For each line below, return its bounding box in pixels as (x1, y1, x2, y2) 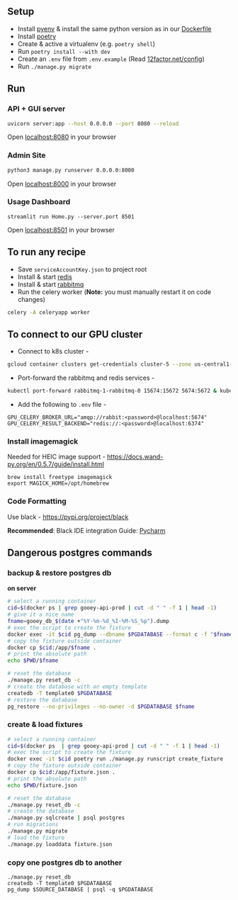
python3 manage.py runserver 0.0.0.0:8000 (7, 167, 135, 174)
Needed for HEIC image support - (7, 453, 106, 461)
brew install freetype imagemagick (7, 474, 113, 481)
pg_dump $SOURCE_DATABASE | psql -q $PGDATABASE (7, 886, 154, 893)
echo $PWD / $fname (7, 657, 59, 665)
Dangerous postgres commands (7, 547, 152, 559)
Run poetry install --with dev (17, 47, 111, 55)
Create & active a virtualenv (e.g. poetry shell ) (17, 39, 156, 48)
